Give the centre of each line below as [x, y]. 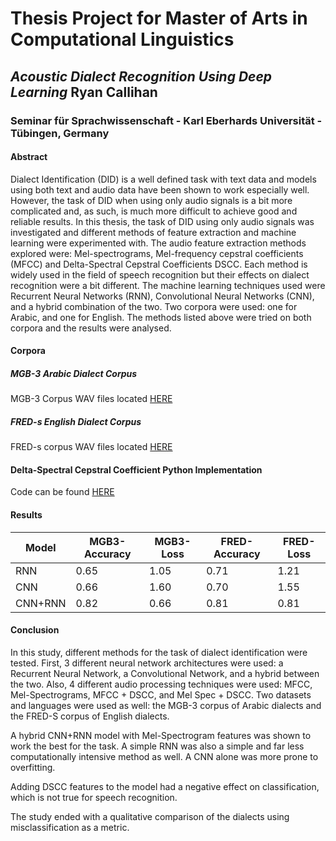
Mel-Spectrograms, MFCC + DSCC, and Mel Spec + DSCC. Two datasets [161, 694]
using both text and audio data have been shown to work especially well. [160, 189]
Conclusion [35, 630]
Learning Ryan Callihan [84, 92]
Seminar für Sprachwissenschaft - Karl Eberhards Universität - [166, 120]
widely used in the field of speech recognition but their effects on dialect [160, 274]
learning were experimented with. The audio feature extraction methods [158, 243]
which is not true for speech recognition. [94, 797]
